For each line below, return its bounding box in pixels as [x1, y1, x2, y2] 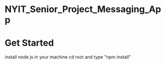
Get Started [5, 37, 54, 49]
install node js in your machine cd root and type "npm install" [5, 54, 131, 60]
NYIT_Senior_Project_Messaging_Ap [5, 4, 161, 15]
